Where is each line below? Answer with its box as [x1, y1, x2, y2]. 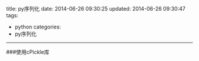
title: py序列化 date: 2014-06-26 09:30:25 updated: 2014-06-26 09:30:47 [6, 5, 185, 12]
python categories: [14, 23, 61, 30]
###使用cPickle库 [6, 49, 50, 55]
